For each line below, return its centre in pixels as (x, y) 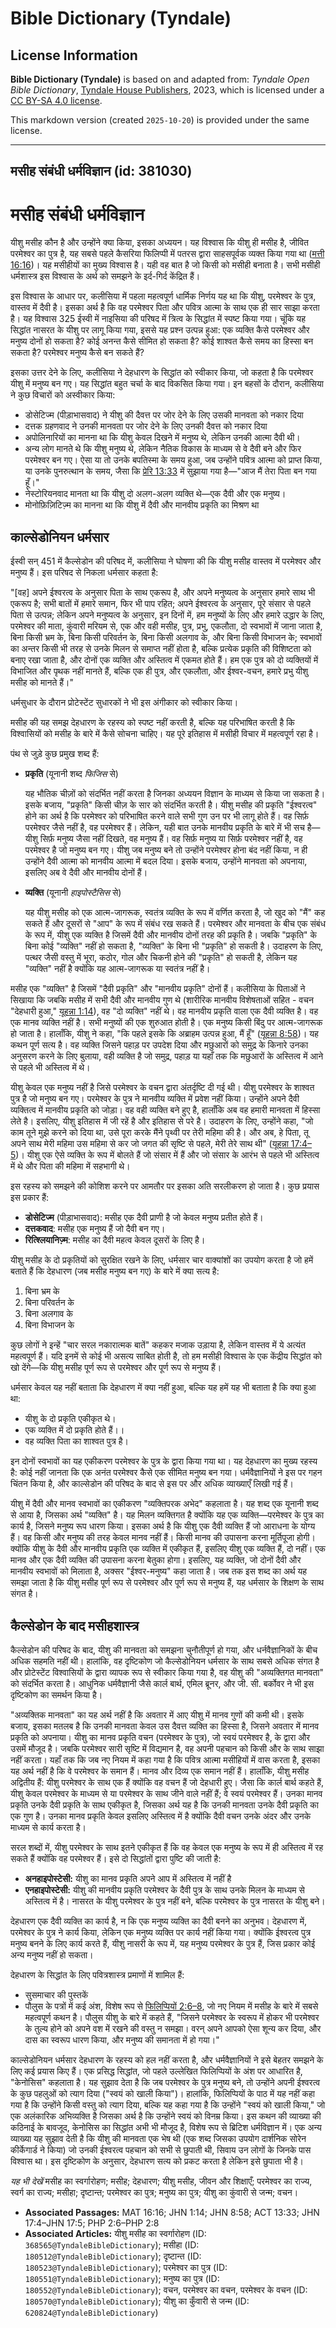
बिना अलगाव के (48, 1314)
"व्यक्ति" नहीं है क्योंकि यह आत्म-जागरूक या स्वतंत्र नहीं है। (117, 969)
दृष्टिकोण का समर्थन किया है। (56, 1694)
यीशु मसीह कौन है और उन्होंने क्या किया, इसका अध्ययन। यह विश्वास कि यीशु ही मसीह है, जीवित (159, 243)
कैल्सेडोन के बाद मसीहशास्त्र (75, 1625)
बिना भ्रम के (42, 1291)
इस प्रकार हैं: (29, 1198)
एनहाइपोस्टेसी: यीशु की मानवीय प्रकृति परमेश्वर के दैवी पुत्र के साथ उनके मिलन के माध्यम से (164, 1889)
